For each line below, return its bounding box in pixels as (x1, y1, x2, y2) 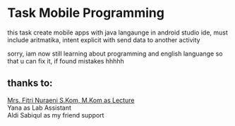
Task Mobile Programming (7, 5, 164, 21)
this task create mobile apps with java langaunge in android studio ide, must (7, 28, 228, 37)
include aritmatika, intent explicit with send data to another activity (7, 35, 200, 44)
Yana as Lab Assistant (7, 103, 72, 112)
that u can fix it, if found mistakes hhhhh (7, 56, 125, 65)
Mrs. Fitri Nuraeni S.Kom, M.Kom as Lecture (7, 96, 135, 104)
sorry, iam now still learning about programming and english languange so (7, 49, 223, 58)
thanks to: (7, 77, 53, 89)
